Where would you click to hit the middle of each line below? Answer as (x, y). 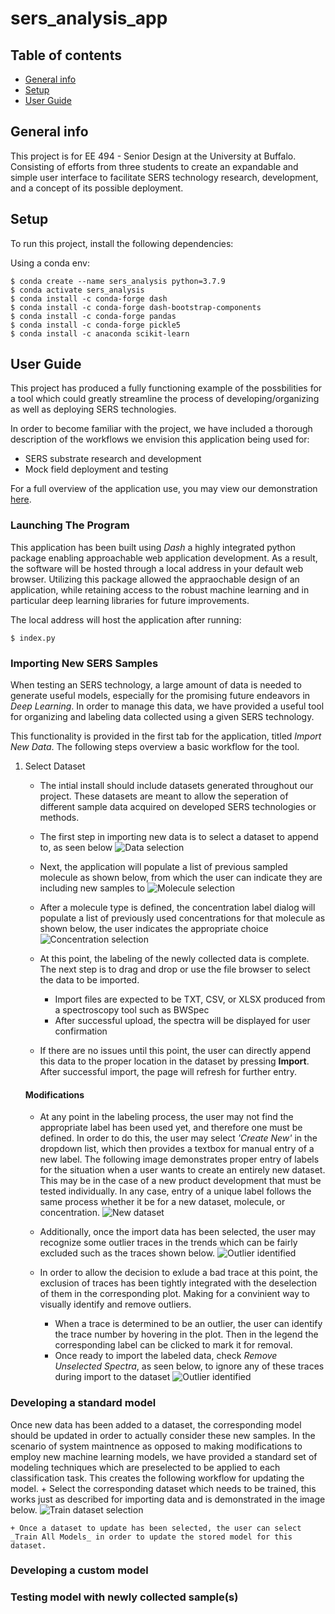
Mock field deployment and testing (96, 469)
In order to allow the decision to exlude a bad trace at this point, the (178, 1273)
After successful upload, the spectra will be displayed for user (182, 1021)
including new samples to (92, 888)
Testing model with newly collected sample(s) (124, 1597)
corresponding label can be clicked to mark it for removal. (173, 1345)
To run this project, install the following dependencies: (122, 243)
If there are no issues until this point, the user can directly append (175, 1051)
